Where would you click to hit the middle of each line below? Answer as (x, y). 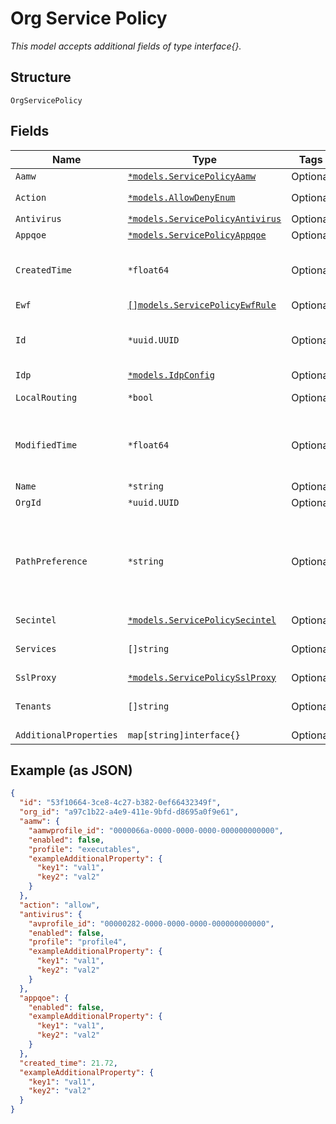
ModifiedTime (46, 445)
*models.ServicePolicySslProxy (202, 677)
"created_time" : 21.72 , (68, 1063)
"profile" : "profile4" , (78, 942)
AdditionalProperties (66, 735)
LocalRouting (46, 397)
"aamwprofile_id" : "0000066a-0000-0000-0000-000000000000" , (156, 830)
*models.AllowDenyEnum (181, 197)
